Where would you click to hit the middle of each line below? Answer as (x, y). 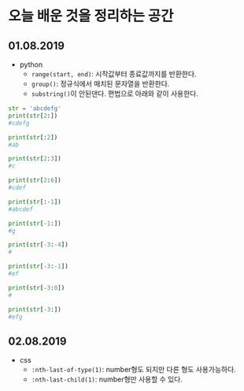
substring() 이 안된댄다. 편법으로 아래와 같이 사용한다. (115, 94)
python (31, 65)
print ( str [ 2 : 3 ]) (35, 159)
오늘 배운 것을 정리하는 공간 (91, 16)
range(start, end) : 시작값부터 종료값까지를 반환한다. (114, 74)
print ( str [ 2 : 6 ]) (35, 181)
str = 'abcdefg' (35, 109)
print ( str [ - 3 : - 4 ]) (38, 245)
